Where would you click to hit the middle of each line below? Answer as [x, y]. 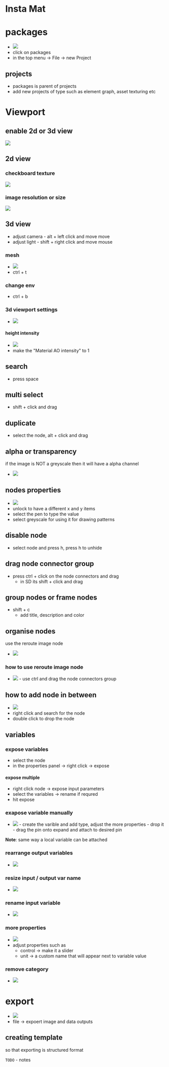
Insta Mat [25, 9]
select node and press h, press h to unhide [57, 548]
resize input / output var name [43, 878]
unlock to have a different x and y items [54, 508]
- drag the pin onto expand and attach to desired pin [67, 830]
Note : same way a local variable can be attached [56, 840]
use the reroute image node [34, 643]
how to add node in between [51, 695]
